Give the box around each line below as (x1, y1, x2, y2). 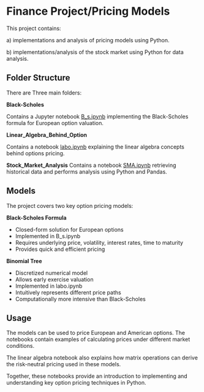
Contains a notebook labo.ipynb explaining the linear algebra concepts (6, 143, 185, 150)
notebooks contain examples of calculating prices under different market (6, 336, 191, 343)
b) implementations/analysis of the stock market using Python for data (6, 48, 184, 56)
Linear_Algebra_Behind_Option (6, 131, 88, 139)
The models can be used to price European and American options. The (6, 329, 186, 337)
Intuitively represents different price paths (15, 288, 121, 296)
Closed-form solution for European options (15, 226, 124, 233)
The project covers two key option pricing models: (6, 202, 134, 209)
